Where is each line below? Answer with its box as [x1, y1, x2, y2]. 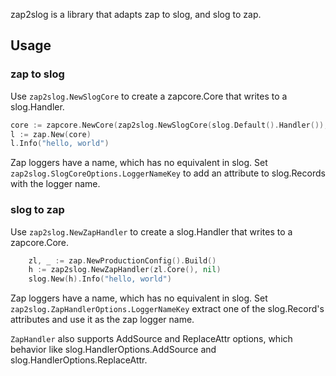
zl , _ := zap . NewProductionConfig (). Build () [28, 255, 217, 266]
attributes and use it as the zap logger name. [10, 314, 195, 326]
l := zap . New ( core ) [10, 129, 92, 139]
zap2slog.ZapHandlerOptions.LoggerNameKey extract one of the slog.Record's [10, 303, 325, 315]
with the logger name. [10, 178, 101, 190]
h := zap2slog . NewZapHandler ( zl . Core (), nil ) [28, 265, 222, 275]
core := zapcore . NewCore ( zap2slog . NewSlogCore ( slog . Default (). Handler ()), [10, 120, 329, 130]
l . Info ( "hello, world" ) [10, 139, 110, 149]
